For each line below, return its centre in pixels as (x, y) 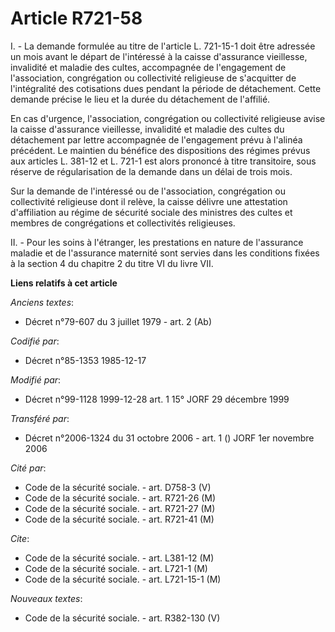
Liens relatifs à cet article (64, 283)
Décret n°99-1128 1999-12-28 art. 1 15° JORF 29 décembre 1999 (157, 399)
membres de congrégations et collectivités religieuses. (123, 223)
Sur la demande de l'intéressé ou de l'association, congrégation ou (148, 191)
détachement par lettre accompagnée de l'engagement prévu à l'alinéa (156, 139)
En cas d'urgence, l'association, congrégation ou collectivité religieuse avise (168, 118)
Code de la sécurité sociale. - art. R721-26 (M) (120, 498)
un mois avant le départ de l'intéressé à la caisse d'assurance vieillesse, (159, 56)
